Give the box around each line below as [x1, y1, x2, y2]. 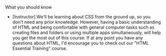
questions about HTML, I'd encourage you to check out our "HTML [12, 40, 149, 46]
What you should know [5, 4, 52, 10]
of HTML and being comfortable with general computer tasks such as [12, 24, 155, 30]
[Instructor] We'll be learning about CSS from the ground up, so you [12, 14, 151, 19]
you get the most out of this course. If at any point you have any [12, 35, 143, 41]
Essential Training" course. [12, 46, 67, 51]
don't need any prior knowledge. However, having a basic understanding [12, 19, 161, 25]
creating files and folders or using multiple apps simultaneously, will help [12, 30, 161, 35]
